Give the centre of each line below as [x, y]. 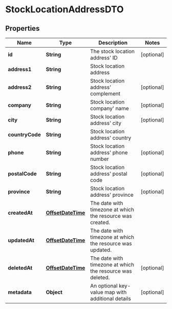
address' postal [109, 174]
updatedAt [21, 240]
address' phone [109, 152]
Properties [23, 28]
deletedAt [20, 268]
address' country [111, 138]
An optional [104, 286]
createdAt [20, 213]
